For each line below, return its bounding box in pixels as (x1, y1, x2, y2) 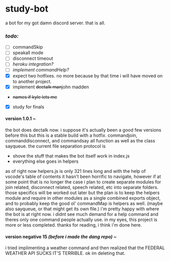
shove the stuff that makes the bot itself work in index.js (12, 153, 130, 159)
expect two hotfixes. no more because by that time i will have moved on (12, 72, 163, 79)
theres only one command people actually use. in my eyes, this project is (5, 216, 157, 222)
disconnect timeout (12, 55, 53, 61)
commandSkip (12, 44, 43, 50)
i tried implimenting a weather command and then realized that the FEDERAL (5, 245, 165, 251)
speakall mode (12, 50, 44, 56)
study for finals (12, 103, 45, 109)
